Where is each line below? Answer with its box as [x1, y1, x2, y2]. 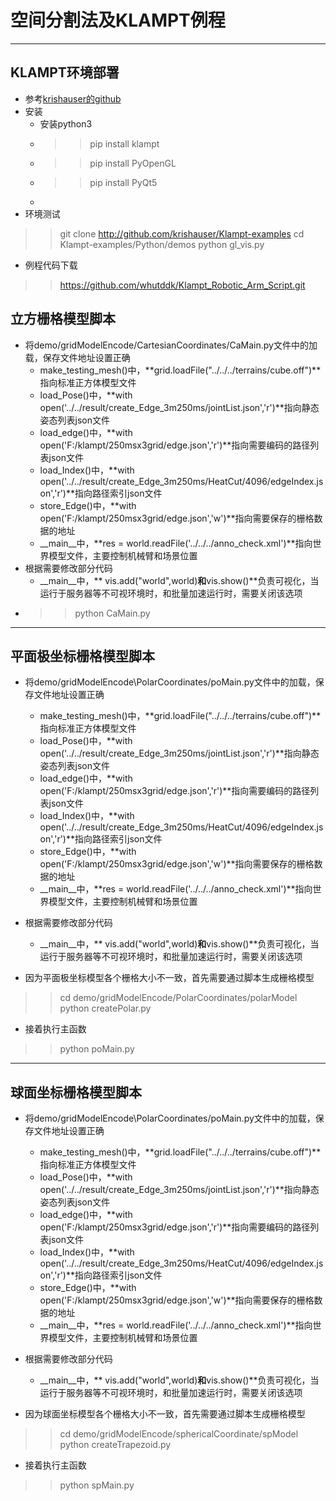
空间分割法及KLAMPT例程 [10, 9, 226, 32]
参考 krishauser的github [24, 92, 122, 105]
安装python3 [39, 117, 93, 130]
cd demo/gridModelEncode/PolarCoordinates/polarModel [59, 992, 298, 1004]
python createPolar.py [59, 1002, 152, 1015]
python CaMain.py [74, 607, 151, 619]
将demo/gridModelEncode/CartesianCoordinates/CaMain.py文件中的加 [24, 339, 318, 351]
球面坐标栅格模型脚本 [10, 1084, 142, 1101]
